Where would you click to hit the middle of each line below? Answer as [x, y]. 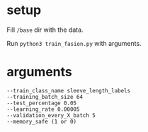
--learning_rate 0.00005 [43, 109]
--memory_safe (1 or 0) [42, 121]
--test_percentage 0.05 [42, 103]
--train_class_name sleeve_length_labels [69, 90]
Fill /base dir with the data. [45, 30]
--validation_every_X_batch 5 [51, 115]
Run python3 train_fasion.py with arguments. [74, 43]
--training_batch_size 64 [45, 97]
